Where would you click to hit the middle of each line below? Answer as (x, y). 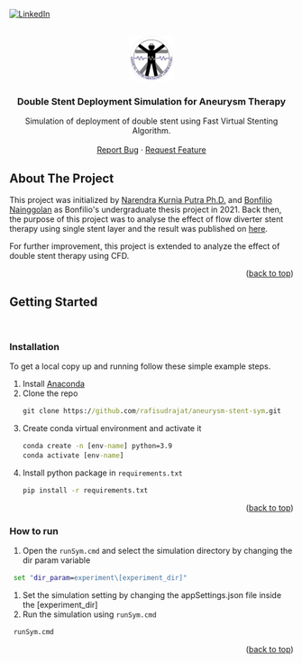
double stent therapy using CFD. (69, 256)
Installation (35, 346)
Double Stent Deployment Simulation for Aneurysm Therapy (151, 101)
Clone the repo (50, 393)
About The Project (62, 178)
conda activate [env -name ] (73, 456)
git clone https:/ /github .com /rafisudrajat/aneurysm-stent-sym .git (151, 411)
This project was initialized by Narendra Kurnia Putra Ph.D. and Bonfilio (141, 200)
